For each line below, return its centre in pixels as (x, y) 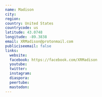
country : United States (29, 23)
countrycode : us (22, 28)
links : (12, 50)
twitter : (18, 69)
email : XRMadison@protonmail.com (39, 42)
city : (11, 14)
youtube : (18, 64)
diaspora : (19, 78)
